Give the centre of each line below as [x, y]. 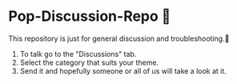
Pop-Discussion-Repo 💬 [90, 16]
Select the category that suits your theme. [89, 62]
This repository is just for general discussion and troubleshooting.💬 [119, 38]
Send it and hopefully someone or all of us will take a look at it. [123, 70]
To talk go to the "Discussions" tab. [78, 54]
